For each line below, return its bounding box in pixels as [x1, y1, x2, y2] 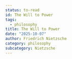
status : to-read [5, 7, 40, 13]
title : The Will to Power [5, 27, 60, 32]
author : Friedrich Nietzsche [5, 36, 67, 42]
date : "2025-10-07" [5, 31, 47, 36]
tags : [5, 17, 17, 22]
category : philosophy [5, 41, 51, 46]
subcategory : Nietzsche [5, 46, 56, 51]
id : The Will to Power [5, 12, 53, 17]
